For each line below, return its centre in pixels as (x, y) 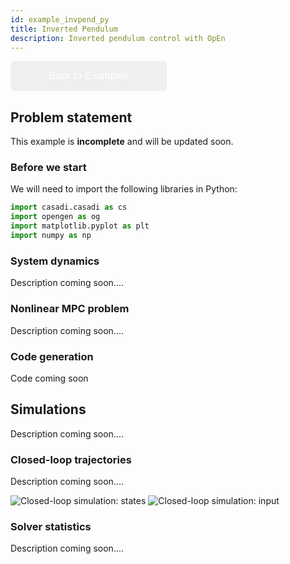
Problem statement (71, 117)
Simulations (48, 409)
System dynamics (55, 261)
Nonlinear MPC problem (70, 309)
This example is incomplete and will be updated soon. (122, 142)
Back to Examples (89, 76)
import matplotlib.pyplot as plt (80, 226)
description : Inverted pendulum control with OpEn (118, 38)
